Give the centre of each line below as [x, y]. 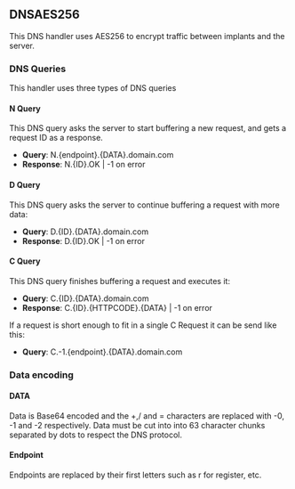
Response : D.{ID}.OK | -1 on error [83, 240]
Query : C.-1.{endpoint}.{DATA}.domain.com [102, 352]
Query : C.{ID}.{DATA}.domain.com [85, 298]
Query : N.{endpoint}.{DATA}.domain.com [98, 155]
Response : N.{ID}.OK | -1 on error [84, 165]
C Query [25, 261]
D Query [25, 184]
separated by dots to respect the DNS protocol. [96, 435]
